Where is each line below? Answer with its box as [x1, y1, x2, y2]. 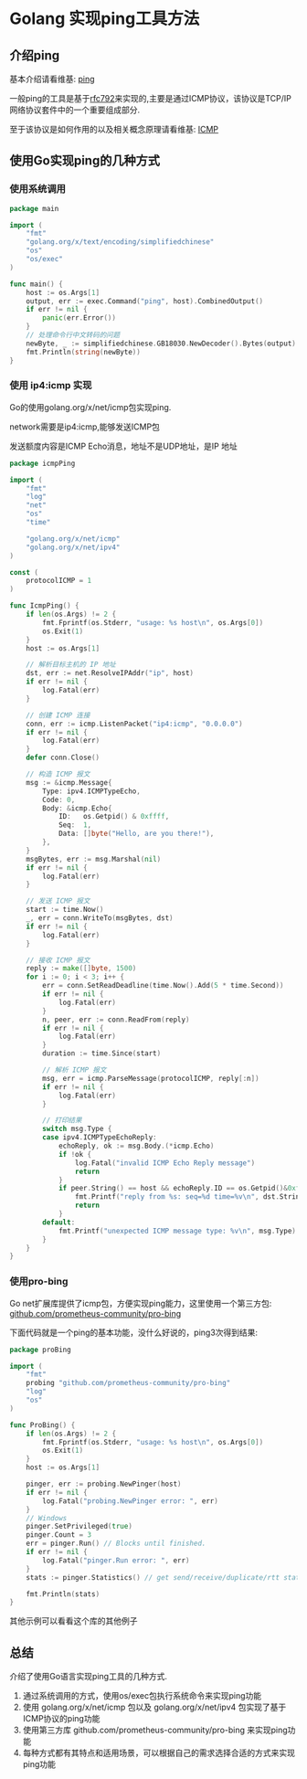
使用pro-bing [9, 1276, 69, 1288]
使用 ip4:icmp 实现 [9, 379, 92, 392]
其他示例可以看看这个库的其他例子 [9, 1615, 138, 1626]
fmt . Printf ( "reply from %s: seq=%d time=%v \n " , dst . [74, 1192, 281, 1202]
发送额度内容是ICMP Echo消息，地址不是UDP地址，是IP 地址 [9, 440, 238, 451]
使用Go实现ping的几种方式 [9, 153, 160, 169]
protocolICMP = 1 [26, 577, 92, 586]
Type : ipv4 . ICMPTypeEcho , [42, 787, 142, 796]
